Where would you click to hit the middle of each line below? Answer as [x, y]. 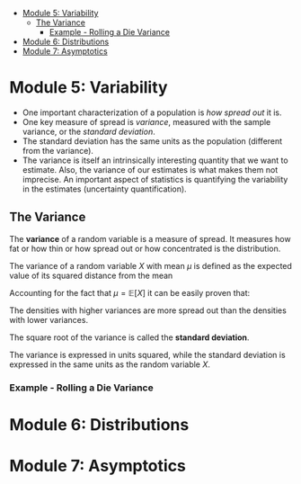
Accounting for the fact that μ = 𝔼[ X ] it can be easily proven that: [130, 292]
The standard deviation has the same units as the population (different [152, 141]
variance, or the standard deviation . [89, 131]
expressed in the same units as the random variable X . [110, 364]
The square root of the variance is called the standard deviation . [129, 337]
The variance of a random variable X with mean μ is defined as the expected [150, 265]
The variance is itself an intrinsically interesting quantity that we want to [155, 160]
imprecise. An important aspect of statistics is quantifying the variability [155, 179]
